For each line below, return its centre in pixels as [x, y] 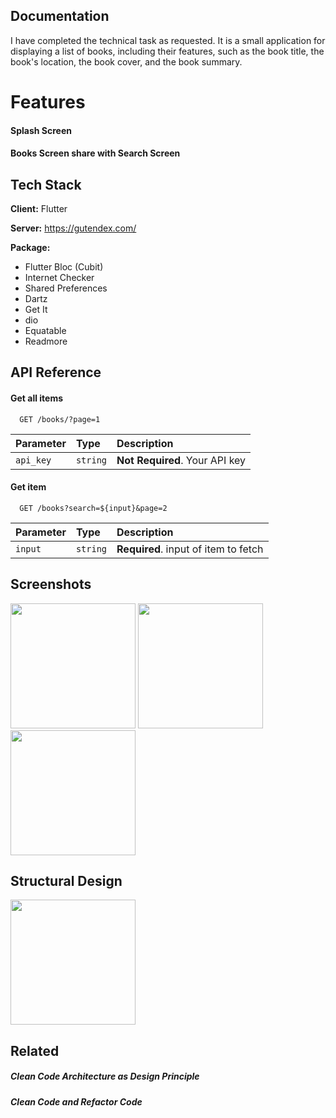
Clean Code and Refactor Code [76, 1101]
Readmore [46, 341]
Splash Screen [41, 130]
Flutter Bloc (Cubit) [64, 267]
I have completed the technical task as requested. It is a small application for [168, 40]
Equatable [45, 330]
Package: [30, 247]
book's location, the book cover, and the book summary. [126, 61]
